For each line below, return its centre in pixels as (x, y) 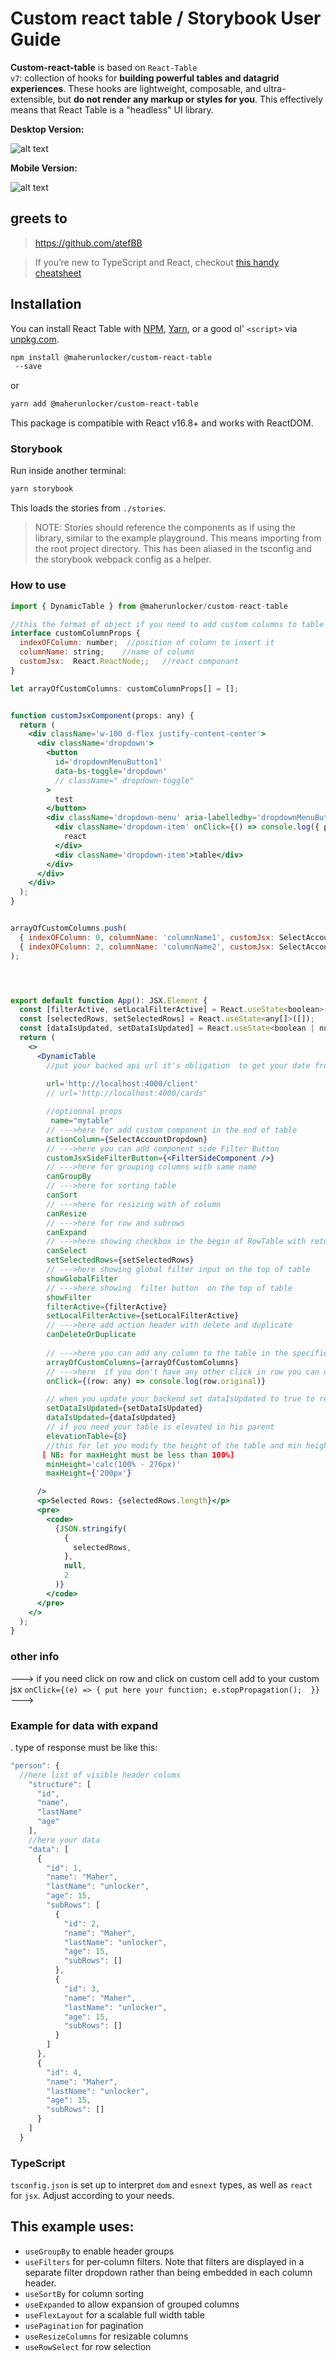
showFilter (69, 1297)
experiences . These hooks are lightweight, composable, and (136, 88)
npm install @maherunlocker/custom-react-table (111, 357)
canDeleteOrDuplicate (91, 1335)
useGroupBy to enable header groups (99, 2251)
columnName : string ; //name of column (107, 652)
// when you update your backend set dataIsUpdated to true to (180, 1399)
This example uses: (72, 2227)
